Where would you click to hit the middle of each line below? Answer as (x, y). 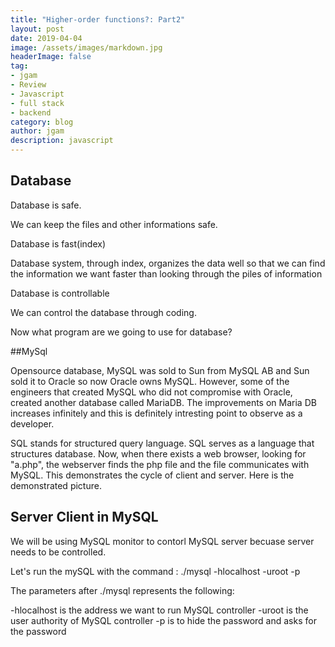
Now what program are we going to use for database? (121, 332)
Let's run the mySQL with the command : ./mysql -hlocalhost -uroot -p (155, 571)
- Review (28, 85)
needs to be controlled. (58, 552)
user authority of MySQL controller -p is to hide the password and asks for (163, 620)
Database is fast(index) (58, 243)
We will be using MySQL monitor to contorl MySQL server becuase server (162, 541)
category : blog (42, 122)
